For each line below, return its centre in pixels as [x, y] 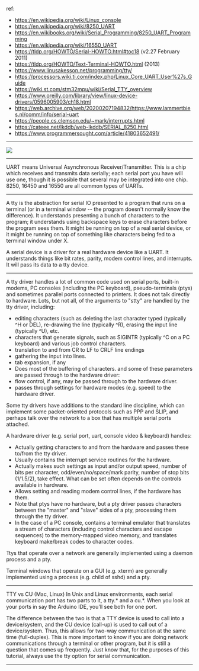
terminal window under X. [38, 240]
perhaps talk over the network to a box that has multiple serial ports [89, 418]
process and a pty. [29, 559]
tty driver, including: [31, 307]
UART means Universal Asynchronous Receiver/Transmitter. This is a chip [96, 167]
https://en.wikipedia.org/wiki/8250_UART [65, 26]
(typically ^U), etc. [37, 331]
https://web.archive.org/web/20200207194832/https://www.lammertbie [102, 108]
